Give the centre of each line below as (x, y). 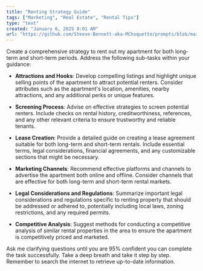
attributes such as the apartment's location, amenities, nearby (92, 89)
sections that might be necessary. (57, 157)
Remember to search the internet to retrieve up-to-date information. (91, 262)
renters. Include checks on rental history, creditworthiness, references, (103, 113)
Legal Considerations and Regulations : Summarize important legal (99, 193)
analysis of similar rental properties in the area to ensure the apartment (103, 231)
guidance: (19, 65)
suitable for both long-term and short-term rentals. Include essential (100, 144)
